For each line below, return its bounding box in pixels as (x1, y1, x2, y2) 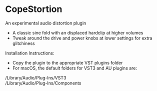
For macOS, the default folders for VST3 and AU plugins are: (12, 65, 137, 71)
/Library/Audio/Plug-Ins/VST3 (5, 74, 66, 80)
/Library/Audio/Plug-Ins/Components (5, 80, 81, 86)
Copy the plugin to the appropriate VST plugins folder (12, 59, 123, 65)
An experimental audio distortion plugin (5, 20, 86, 26)
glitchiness (12, 40, 35, 46)
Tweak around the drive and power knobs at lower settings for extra (12, 35, 152, 41)
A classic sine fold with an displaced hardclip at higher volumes (12, 29, 143, 35)
